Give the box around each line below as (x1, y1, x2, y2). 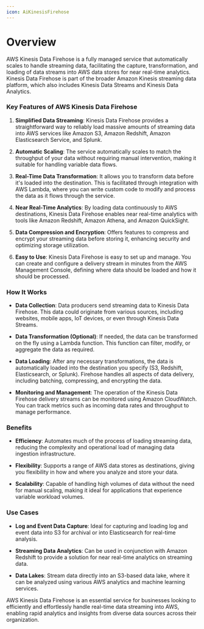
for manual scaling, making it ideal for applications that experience (15, 487, 183, 494)
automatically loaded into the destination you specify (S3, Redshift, (15, 364, 183, 371)
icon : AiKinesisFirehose (6, 9, 69, 15)
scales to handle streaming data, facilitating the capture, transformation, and (6, 61, 199, 69)
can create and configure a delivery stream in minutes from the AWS (15, 259, 188, 267)
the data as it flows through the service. (15, 192, 116, 199)
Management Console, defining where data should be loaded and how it (15, 266, 197, 273)
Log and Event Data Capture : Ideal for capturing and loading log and (15, 522, 188, 530)
